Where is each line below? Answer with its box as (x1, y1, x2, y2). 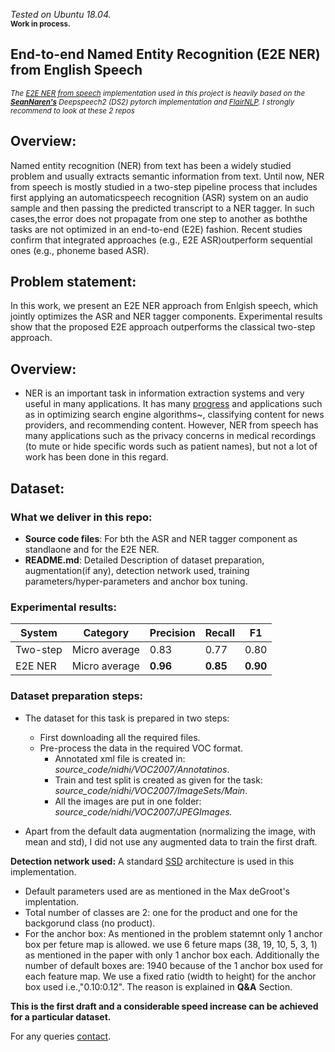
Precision (149, 626, 196, 640)
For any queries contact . (10, 1030, 112, 1042)
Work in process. (10, 19, 71, 29)
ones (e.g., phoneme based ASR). (10, 244, 150, 256)
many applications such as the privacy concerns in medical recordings (24, 430, 317, 442)
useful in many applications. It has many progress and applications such (24, 398, 323, 410)
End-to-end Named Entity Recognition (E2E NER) (10, 46, 321, 63)
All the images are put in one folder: (54, 795, 202, 807)
